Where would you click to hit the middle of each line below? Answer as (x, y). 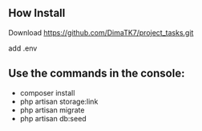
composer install (47, 92)
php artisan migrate (52, 110)
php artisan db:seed (53, 118)
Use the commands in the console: (97, 74)
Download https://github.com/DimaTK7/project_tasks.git (101, 32)
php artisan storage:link (59, 101)
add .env (23, 48)
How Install (37, 13)
